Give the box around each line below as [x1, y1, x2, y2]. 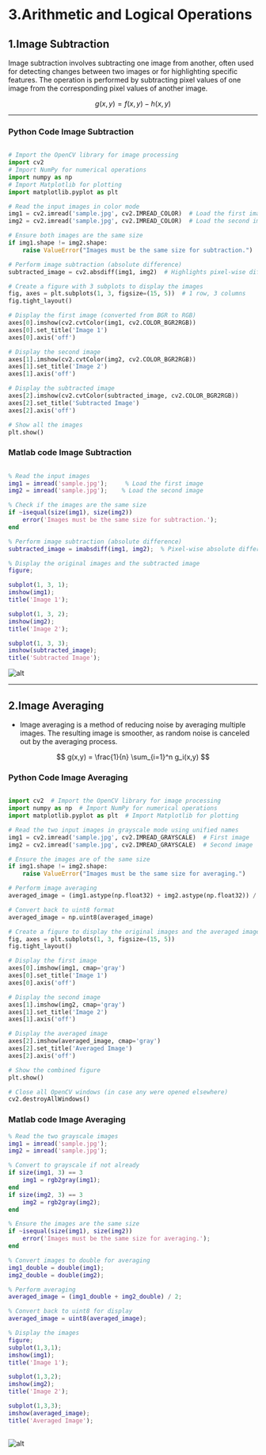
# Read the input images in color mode [8, 203, 140, 210]
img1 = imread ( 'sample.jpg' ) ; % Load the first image [8, 479, 203, 488]
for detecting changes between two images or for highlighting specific [8, 67, 238, 76]
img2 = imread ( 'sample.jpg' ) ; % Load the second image [8, 487, 203, 495]
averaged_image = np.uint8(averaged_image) [8, 913, 154, 921]
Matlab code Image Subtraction [8, 447, 132, 458]
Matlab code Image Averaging [8, 1114, 127, 1125]
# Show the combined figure [8, 1066, 101, 1074]
